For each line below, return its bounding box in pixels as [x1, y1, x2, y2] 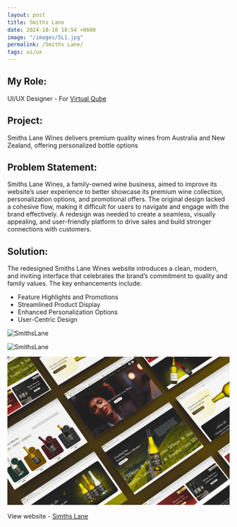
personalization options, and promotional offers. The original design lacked [7, 195, 226, 204]
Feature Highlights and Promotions [17, 293, 119, 301]
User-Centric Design [17, 315, 78, 324]
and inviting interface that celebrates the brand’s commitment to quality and [7, 272, 228, 280]
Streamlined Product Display [17, 301, 101, 309]
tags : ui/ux [7, 49, 42, 56]
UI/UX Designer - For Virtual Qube [7, 94, 107, 102]
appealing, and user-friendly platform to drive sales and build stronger [7, 217, 212, 226]
